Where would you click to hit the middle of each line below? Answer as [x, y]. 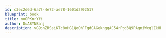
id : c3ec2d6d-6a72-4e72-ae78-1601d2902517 [49, 10]
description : [19, 28]
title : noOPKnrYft [24, 19]
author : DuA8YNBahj [25, 23]
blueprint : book [22, 14]
